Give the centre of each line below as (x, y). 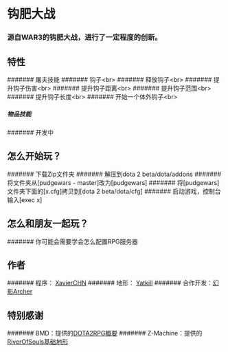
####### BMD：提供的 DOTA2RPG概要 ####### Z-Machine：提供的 (105, 333)
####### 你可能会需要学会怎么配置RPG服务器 (73, 241)
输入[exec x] (25, 199)
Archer (23, 291)
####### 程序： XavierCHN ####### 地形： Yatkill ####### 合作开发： (110, 283)
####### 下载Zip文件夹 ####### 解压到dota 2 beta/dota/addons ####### (114, 174)
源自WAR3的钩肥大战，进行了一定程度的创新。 (85, 37)
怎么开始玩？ (34, 156)
